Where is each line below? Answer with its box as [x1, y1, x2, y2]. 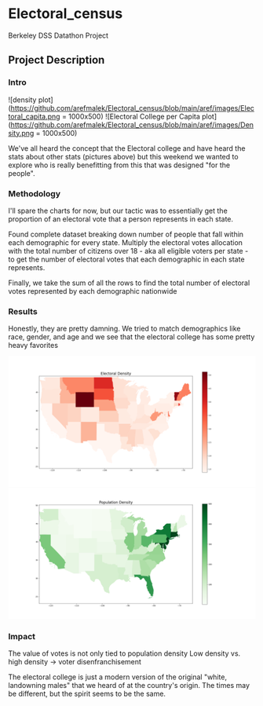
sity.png [8, 128, 35, 137]
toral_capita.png [8, 112, 60, 121]
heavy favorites [8, 341, 59, 350]
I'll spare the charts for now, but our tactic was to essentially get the [8, 206, 228, 215]
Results [8, 305, 38, 316]
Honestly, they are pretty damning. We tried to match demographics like [8, 324, 241, 334]
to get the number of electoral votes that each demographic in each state [8, 254, 245, 264]
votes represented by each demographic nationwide [8, 286, 177, 295]
